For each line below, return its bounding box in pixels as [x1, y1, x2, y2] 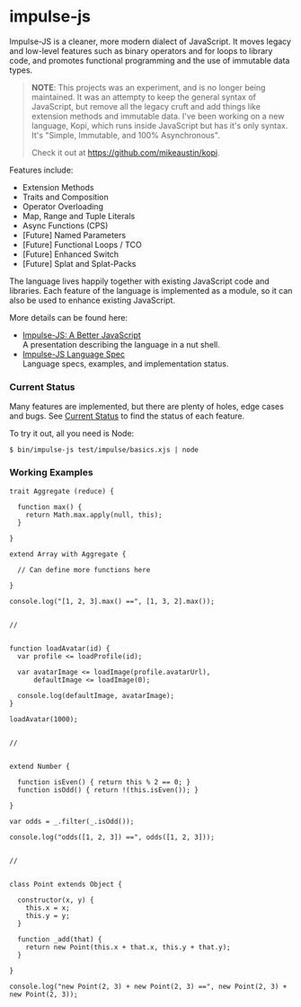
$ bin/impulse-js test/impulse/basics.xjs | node [9, 446, 199, 455]
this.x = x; [25, 903, 70, 913]
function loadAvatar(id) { [9, 644, 111, 653]
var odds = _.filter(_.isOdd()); [9, 817, 135, 826]
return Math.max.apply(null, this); [25, 510, 164, 519]
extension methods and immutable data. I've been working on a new [31, 110, 285, 121]
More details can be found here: [9, 312, 128, 322]
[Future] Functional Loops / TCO [22, 239, 142, 250]
